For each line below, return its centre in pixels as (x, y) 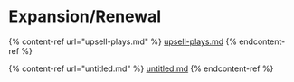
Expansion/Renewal (85, 17)
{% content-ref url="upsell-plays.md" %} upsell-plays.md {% (123, 41)
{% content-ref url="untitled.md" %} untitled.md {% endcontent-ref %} (141, 68)
